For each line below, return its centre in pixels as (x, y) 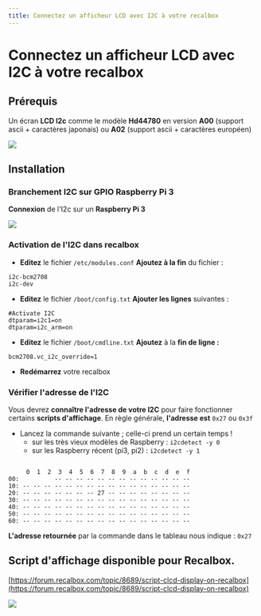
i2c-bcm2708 (28, 277)
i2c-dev (21, 284)
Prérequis (33, 102)
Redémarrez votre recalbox (65, 371)
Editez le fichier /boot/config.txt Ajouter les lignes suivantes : (124, 298)
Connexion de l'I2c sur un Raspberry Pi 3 (77, 209)
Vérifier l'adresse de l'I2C (59, 392)
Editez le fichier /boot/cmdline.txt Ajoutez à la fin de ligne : (119, 342)
